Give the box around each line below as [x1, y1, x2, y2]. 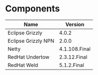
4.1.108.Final [59, 45, 91, 52]
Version [65, 21, 85, 28]
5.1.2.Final [59, 62, 85, 69]
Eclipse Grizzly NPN [7, 37, 55, 44]
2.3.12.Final [59, 53, 88, 60]
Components [5, 3, 60, 14]
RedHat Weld [7, 62, 38, 69]
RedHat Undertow [7, 53, 50, 60]
